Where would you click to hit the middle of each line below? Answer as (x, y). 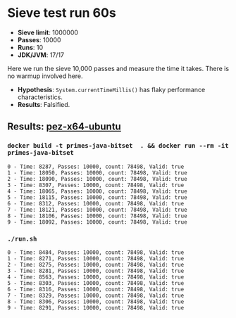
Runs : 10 (30, 47)
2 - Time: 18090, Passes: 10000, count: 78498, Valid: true (98, 179)
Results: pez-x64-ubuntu (64, 127)
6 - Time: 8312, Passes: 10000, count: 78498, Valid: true (96, 203)
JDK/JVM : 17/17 (41, 55)
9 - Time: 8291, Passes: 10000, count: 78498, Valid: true (96, 307)
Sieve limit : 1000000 (48, 32)
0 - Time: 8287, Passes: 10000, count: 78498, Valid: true (96, 167)
